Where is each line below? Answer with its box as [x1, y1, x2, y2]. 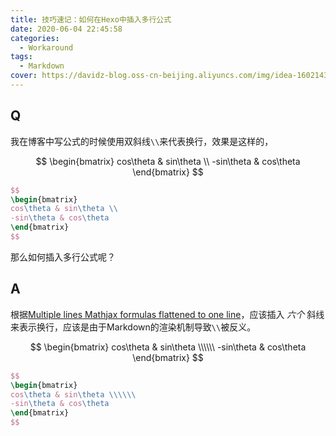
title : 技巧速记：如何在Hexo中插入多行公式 [10, 14, 172, 25]
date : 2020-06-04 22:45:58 [10, 24, 123, 34]
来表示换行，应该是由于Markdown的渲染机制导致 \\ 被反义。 [10, 321, 257, 333]
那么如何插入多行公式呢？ [10, 251, 116, 263]
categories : [10, 33, 60, 43]
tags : [10, 52, 33, 62]
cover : [10, 71, 38, 81]
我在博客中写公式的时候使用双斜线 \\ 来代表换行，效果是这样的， [10, 135, 274, 147]
